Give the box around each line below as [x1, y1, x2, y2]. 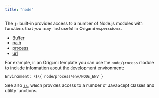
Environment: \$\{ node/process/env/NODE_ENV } [5, 74, 104, 79]
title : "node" [5, 7, 34, 12]
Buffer [12, 35, 25, 41]
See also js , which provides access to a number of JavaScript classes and [5, 83, 155, 88]
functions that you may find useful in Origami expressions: [5, 25, 122, 31]
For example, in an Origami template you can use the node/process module [5, 59, 154, 65]
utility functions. [5, 87, 37, 93]
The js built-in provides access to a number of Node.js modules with [5, 20, 143, 26]
